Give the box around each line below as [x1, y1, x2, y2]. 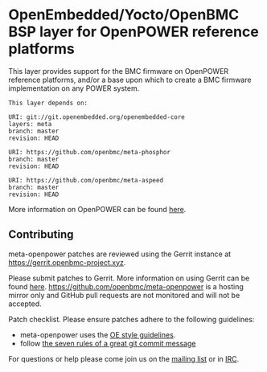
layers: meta [8, 120, 52, 128]
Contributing [8, 227, 74, 242]
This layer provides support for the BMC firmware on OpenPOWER [8, 66, 229, 76]
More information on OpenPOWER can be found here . [8, 204, 187, 214]
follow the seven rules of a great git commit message [19, 338, 196, 348]
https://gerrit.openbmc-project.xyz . [8, 257, 126, 267]
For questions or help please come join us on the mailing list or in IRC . [8, 354, 240, 363]
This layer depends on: [8, 99, 88, 107]
